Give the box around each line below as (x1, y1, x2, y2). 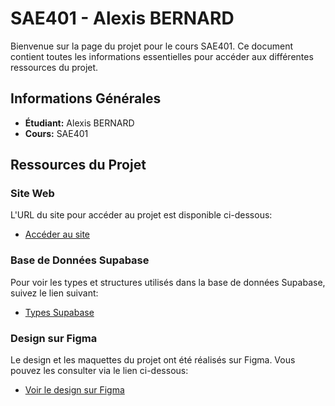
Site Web (10, 187, 55, 201)
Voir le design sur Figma (24, 384, 125, 396)
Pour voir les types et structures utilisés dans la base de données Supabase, (10, 276, 326, 288)
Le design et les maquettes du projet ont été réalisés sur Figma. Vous (10, 354, 296, 366)
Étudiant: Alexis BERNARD (24, 117, 135, 129)
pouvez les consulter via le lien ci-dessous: (10, 365, 189, 377)
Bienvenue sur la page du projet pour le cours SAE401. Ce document (10, 40, 294, 52)
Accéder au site (24, 228, 91, 241)
